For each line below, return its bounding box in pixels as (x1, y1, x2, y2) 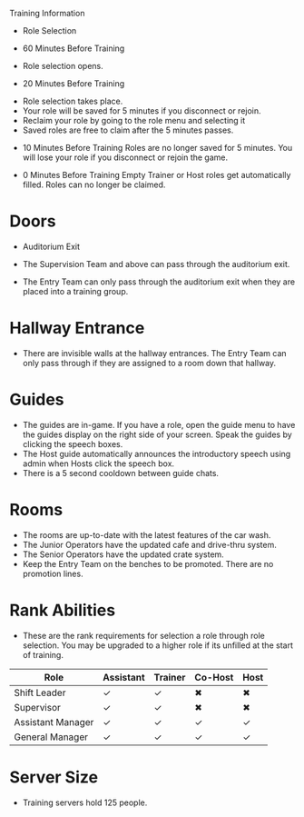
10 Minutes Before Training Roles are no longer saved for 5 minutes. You (22, 143, 293, 153)
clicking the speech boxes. (22, 438, 123, 449)
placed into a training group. (22, 285, 129, 296)
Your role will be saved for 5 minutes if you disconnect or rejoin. (22, 105, 261, 116)
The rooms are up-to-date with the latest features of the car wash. (22, 529, 271, 540)
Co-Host (194, 671, 234, 683)
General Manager (14, 731, 89, 743)
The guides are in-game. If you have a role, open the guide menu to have (22, 419, 296, 430)
